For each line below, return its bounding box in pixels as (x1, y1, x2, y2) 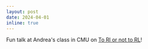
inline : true (6, 20, 39, 26)
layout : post (6, 8, 39, 15)
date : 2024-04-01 (6, 14, 50, 20)
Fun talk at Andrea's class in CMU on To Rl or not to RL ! (6, 36, 142, 44)
